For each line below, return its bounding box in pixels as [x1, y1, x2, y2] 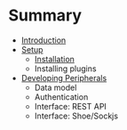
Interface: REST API [34, 101, 107, 111]
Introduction [20, 35, 67, 45]
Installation [34, 53, 75, 64]
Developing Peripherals [20, 72, 107, 83]
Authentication [34, 91, 89, 102]
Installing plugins [34, 63, 97, 74]
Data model [34, 82, 77, 93]
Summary [8, 5, 82, 26]
